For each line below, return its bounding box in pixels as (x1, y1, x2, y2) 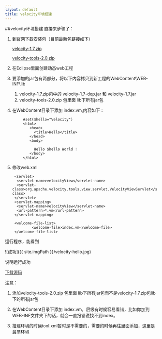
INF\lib (12, 81, 26, 86)
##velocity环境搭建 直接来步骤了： (5, 25, 74, 32)
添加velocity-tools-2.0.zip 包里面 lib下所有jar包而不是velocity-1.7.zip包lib (12, 290, 156, 296)
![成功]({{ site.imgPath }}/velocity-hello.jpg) (5, 249, 91, 254)
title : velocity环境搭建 (5, 12, 52, 17)
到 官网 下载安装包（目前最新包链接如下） (12, 36, 93, 42)
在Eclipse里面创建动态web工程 (12, 65, 74, 71)
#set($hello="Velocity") (23, 117, 74, 122)
